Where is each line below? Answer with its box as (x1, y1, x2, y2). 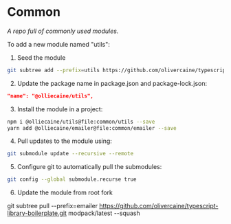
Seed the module (16, 53, 66, 62)
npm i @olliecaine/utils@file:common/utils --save (7, 118, 155, 125)
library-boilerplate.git (7, 209, 67, 217)
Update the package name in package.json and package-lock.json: (16, 79, 208, 87)
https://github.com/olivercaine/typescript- (99, 202, 219, 210)
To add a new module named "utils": (7, 40, 110, 48)
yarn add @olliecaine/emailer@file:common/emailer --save (7, 124, 177, 131)
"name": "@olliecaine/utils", (7, 92, 94, 100)
